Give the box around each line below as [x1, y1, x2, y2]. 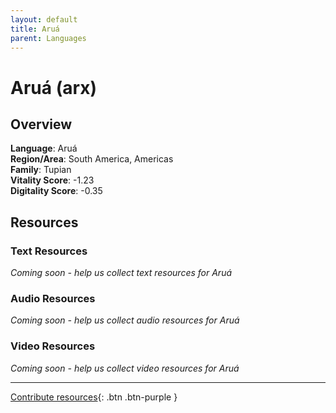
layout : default [10, 14, 78, 25]
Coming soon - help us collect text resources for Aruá [10, 267, 233, 279]
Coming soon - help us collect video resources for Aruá [10, 362, 240, 374]
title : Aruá [10, 24, 60, 34]
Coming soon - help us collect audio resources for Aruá [10, 314, 240, 326]
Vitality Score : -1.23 [10, 174, 95, 186]
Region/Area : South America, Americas [10, 153, 174, 165]
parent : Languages [10, 33, 87, 43]
